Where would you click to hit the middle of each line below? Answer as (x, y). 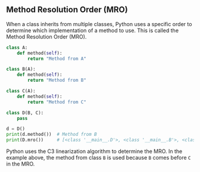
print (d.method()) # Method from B (51, 135)
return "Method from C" (57, 102)
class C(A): (21, 91)
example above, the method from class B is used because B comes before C (99, 158)
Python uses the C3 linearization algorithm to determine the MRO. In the (94, 151)
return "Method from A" (57, 59)
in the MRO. (21, 164)
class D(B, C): (25, 113)
